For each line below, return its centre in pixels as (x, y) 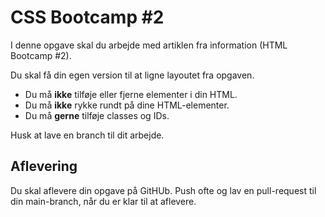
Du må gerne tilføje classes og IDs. (97, 115)
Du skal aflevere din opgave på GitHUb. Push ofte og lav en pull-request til (163, 190)
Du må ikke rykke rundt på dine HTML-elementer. (127, 105)
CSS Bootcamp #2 (87, 17)
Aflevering (44, 166)
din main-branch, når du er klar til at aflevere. (103, 201)
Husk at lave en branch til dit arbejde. (87, 135)
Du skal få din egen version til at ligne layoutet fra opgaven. (132, 75)
